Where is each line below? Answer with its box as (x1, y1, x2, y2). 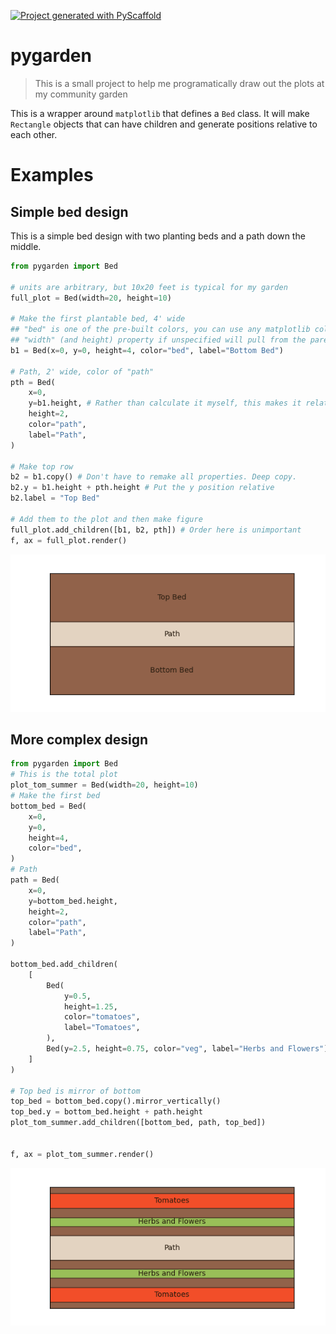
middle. (10, 240, 42, 252)
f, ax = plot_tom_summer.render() (10, 1149, 155, 1159)
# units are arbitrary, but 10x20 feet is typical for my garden (10, 282, 288, 292)
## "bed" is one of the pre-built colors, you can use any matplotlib (10, 325, 311, 335)
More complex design (10, 731, 149, 748)
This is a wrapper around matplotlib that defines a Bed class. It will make (10, 107, 310, 119)
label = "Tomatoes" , (63, 1023, 141, 1033)
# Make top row (10, 461, 74, 472)
